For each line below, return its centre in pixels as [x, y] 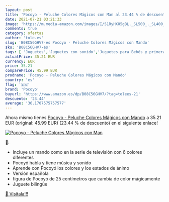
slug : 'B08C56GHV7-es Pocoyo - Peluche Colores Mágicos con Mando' [77, 43]
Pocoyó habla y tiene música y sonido [52, 163]
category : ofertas [24, 33]
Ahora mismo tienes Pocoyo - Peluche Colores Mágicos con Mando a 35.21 [83, 118]
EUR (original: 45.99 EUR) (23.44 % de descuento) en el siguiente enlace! [82, 123]
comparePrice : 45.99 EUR [31, 71]
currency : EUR [20, 61]
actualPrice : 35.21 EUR [30, 57]
